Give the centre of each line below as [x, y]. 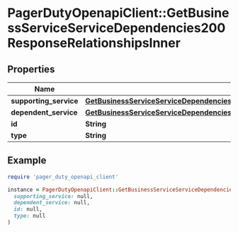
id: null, [28, 209]
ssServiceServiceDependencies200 [117, 28]
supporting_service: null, [53, 196]
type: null [30, 216]
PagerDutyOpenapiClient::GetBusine [118, 13]
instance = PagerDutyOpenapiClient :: [63, 190]
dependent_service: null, [52, 203]
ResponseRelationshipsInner [94, 43]
